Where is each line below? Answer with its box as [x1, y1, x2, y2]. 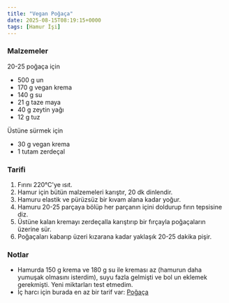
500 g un [17, 75, 44, 84]
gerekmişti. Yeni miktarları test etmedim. [17, 281, 133, 289]
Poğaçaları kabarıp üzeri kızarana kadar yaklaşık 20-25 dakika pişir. [17, 232, 212, 241]
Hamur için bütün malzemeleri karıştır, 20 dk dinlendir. [17, 188, 173, 196]
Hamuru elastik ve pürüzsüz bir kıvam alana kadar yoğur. [17, 195, 182, 203]
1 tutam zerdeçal [17, 147, 65, 156]
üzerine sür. [17, 225, 52, 233]
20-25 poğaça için [7, 62, 61, 71]
